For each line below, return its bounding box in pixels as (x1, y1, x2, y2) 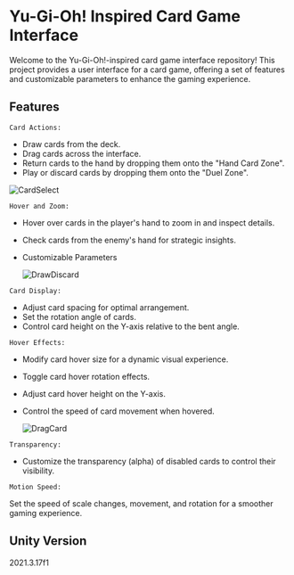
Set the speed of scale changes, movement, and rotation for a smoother (9, 497, 274, 509)
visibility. (21, 465, 55, 476)
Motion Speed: (9, 482, 62, 491)
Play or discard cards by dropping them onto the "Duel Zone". (21, 167, 249, 177)
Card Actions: (9, 123, 62, 132)
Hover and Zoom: (9, 201, 69, 210)
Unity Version (9, 533, 87, 549)
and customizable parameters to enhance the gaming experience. (9, 73, 251, 84)
